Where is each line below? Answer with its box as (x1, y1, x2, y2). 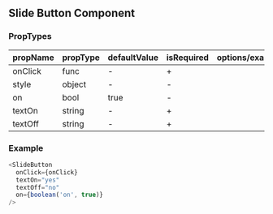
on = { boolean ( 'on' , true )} (15, 190, 104, 199)
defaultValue (107, 52, 158, 63)
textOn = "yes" (15, 176, 60, 184)
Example (8, 142, 44, 153)
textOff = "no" (15, 183, 60, 191)
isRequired (166, 52, 210, 63)
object (62, 79, 87, 90)
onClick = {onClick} (15, 168, 79, 177)
